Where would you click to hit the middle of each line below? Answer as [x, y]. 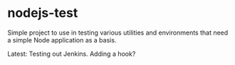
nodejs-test [43, 13]
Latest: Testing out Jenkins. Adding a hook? [72, 54]
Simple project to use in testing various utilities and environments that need [118, 32]
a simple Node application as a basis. [62, 40]
